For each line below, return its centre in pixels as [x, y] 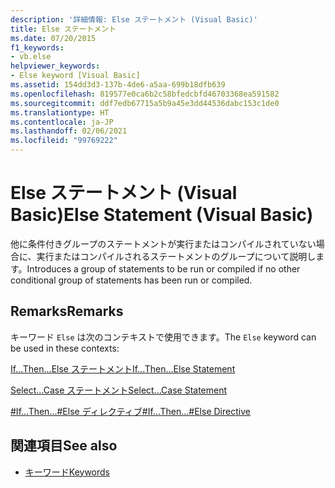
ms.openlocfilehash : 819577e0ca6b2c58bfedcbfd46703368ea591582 [145, 94]
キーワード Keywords [67, 472]
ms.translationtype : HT [60, 112]
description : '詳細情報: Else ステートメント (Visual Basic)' [134, 19]
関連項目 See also [64, 446]
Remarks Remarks [67, 311]
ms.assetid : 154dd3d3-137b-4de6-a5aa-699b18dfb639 [118, 85]
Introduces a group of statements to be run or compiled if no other [163, 268]
